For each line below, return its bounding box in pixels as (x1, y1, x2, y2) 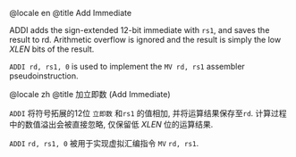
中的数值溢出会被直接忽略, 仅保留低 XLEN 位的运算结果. (9, 120, 214, 129)
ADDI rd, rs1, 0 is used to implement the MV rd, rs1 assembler (9, 62, 246, 71)
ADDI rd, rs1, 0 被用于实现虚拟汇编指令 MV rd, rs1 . (9, 138, 199, 148)
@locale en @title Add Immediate (9, 8, 132, 18)
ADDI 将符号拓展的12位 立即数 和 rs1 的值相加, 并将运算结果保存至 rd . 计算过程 (9, 108, 288, 119)
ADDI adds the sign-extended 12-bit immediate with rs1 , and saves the (9, 25, 270, 35)
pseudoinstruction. (9, 70, 79, 81)
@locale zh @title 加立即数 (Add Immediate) (9, 89, 172, 99)
